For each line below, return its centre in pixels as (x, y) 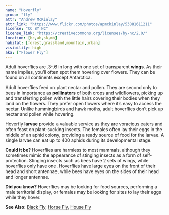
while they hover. (23, 197)
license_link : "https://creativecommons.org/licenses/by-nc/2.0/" (76, 33)
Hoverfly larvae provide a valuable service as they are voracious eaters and (84, 124)
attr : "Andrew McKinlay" (31, 19)
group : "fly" (19, 15)
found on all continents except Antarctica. (49, 77)
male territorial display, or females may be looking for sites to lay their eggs (83, 192)
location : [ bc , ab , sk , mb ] (31, 38)
